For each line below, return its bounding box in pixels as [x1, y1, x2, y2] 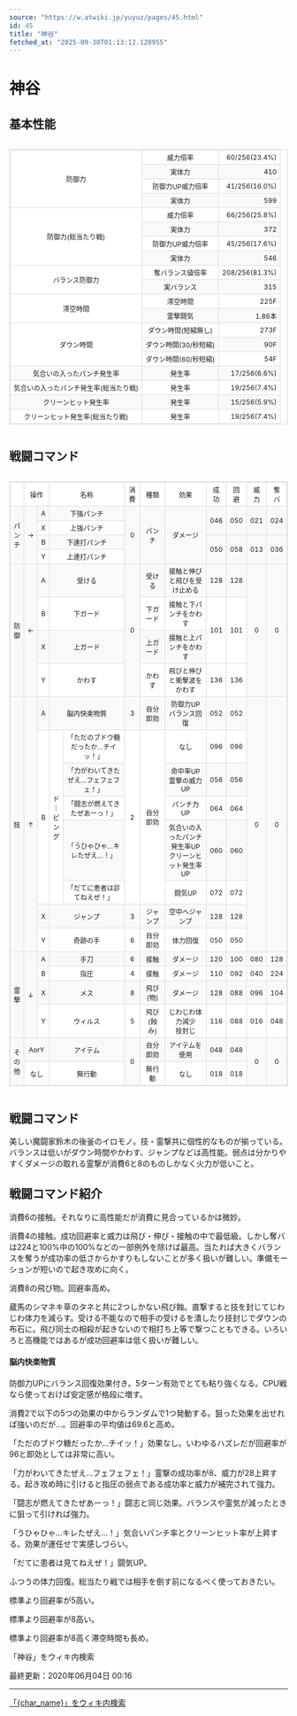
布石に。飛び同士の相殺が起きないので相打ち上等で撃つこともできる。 [9, 1324, 265, 1334]
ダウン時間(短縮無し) [147, 325, 214, 335]
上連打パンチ [65, 553, 108, 563]
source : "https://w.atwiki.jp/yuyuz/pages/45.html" [9, 12, 203, 22]
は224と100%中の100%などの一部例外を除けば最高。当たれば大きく [9, 1241, 259, 1252]
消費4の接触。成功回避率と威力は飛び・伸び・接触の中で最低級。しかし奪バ [9, 1231, 286, 1241]
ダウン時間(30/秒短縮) [145, 340, 216, 350]
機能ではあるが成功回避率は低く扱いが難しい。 [32, 1334, 203, 1345]
